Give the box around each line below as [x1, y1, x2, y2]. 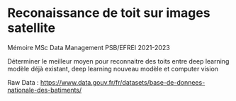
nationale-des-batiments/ [7, 85, 82, 94]
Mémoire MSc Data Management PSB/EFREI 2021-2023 [7, 43, 170, 52]
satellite [7, 20, 56, 36]
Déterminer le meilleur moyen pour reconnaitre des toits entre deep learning [7, 57, 230, 65]
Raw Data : [7, 78, 39, 86]
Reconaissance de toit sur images [7, 5, 210, 21]
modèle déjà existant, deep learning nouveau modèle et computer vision [7, 64, 218, 73]
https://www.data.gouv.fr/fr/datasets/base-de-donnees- [40, 78, 206, 86]
